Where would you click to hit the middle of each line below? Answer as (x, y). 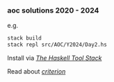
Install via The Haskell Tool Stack (55, 58)
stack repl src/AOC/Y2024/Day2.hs (57, 45)
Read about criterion (36, 72)
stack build (24, 38)
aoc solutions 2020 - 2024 (53, 10)
